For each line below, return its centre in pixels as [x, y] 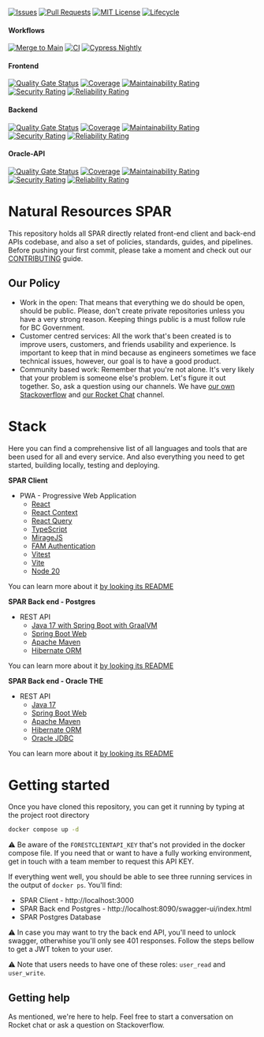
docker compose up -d [44, 830]
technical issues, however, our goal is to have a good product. [120, 361]
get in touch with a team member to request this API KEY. [101, 862]
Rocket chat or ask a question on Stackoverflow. [87, 1025]
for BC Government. [52, 327]
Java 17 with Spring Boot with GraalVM [94, 625]
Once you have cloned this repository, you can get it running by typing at [126, 807]
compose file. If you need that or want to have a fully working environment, [130, 853]
